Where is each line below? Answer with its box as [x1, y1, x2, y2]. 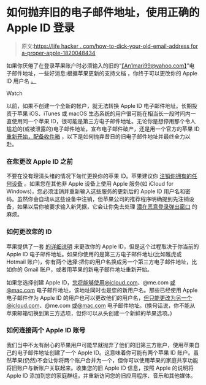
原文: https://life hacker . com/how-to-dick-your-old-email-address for [21, 42, 198, 50]
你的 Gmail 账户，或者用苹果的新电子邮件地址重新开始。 [11, 265, 153, 273]
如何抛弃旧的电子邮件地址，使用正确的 [6, 6, 200, 20]
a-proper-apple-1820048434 [21, 49, 96, 56]
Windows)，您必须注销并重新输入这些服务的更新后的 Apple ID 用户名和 [6, 188, 186, 195]
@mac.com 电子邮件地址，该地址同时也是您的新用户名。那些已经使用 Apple [6, 286, 198, 294]
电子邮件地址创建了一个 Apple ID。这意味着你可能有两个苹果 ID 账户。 [17, 349, 194, 356]
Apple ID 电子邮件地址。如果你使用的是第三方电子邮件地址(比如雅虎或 [6, 250, 182, 257]
